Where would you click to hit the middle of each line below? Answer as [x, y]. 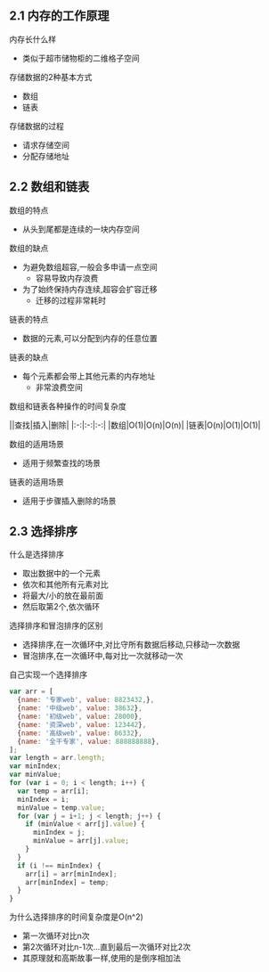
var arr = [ [31, 692]
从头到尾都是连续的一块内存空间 [81, 229]
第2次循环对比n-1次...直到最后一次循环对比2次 [106, 947]
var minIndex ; [36, 766]
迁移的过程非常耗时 [71, 300]
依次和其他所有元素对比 [65, 584]
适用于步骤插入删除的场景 [69, 501]
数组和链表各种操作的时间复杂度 [68, 406]
